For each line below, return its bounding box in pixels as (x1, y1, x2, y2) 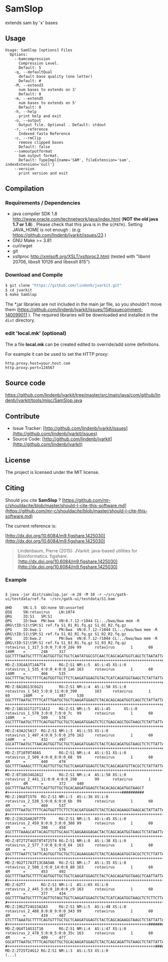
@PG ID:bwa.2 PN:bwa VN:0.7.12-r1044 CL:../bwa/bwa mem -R (5, 636, 157, 641)
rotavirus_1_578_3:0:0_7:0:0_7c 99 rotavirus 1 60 (5, 711, 153, 716)
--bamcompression (14, 56, 50, 61)
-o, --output (14, 118, 41, 123)
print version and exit (18, 170, 68, 176)
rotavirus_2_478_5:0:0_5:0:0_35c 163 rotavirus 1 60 (5, 931, 153, 936)
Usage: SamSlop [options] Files (5, 47, 72, 53)
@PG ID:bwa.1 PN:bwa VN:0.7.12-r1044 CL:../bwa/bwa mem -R (5, 627, 157, 632)
